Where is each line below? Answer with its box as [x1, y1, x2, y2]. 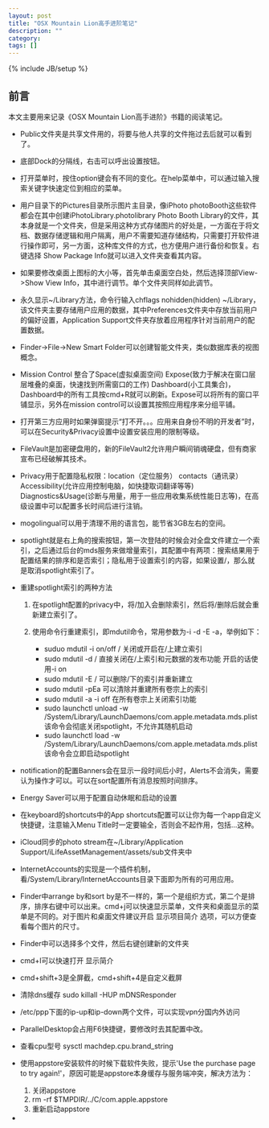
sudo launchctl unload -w [43, 703, 128, 713]
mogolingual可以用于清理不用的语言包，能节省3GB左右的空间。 [19, 518, 230, 528]
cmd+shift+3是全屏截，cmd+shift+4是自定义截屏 [19, 973, 183, 982]
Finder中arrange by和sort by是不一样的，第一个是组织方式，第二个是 [19, 891, 249, 901]
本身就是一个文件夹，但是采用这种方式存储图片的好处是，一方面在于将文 [19, 220, 259, 230]
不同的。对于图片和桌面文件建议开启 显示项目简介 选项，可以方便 [34, 911, 250, 921]
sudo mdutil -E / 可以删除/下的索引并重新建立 [43, 673, 194, 684]
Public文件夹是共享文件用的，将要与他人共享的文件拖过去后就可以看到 [19, 129, 252, 138]
